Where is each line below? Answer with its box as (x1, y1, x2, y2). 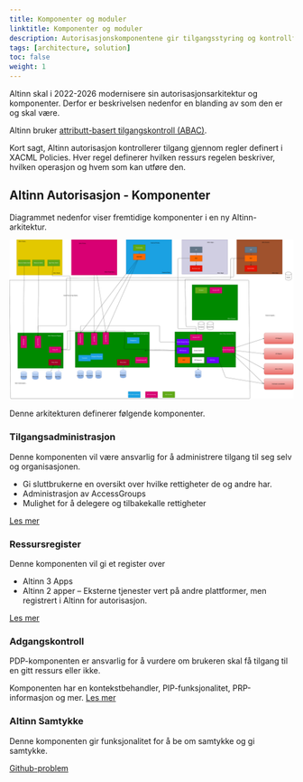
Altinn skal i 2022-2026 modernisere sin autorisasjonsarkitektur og (9, 89, 259, 99)
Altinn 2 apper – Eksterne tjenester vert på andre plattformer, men (22, 585, 268, 596)
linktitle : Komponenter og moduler (9, 24, 143, 33)
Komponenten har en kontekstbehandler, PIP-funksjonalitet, (9, 683, 231, 693)
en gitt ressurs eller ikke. (9, 665, 101, 676)
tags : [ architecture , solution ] (9, 43, 131, 52)
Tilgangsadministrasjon (9, 430, 115, 443)
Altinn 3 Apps (22, 575, 74, 587)
